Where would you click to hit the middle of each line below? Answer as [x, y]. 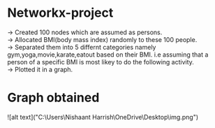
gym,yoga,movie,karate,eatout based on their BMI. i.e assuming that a [108, 55]
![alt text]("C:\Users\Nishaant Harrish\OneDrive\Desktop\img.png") [103, 117]
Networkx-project [60, 13]
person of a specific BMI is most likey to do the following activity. [101, 62]
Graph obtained [53, 98]
